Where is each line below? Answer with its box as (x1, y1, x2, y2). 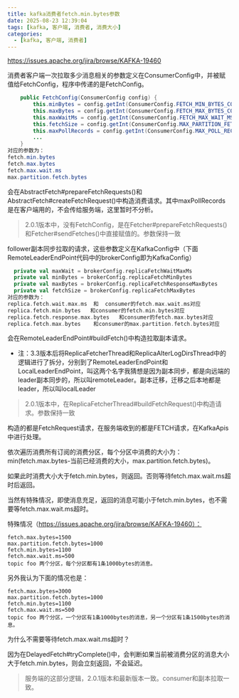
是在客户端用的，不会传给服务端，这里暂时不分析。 (7, 205, 157, 213)
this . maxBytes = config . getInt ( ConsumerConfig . (33, 107, 176, 115)
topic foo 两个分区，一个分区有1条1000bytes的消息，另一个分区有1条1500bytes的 (7, 614, 225, 621)
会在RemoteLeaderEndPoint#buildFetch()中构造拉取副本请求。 (7, 334, 191, 342)
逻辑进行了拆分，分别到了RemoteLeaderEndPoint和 (17, 358, 169, 366)
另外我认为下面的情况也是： (7, 573, 89, 582)
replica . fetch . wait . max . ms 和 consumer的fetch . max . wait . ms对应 (7, 300, 201, 307)
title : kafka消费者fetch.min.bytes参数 (7, 10, 120, 18)
